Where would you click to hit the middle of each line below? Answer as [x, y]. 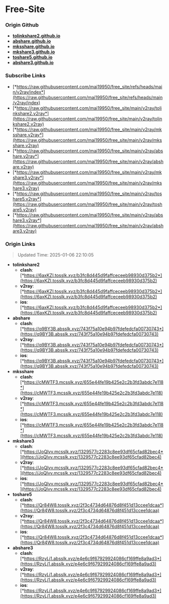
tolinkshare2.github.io [36, 36]
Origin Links [20, 244]
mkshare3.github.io [34, 52]
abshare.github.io [32, 41]
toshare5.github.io [32, 57]
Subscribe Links [25, 75]
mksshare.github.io [33, 47]
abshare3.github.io [33, 63]
